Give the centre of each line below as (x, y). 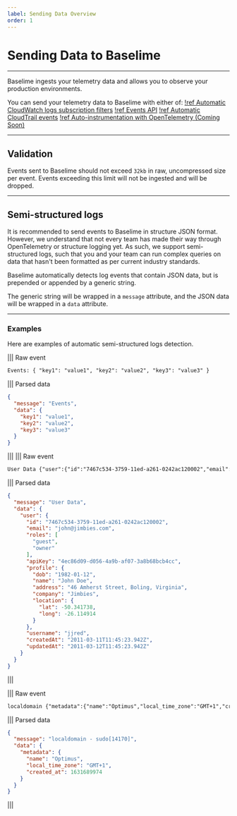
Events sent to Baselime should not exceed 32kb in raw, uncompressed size (117, 171)
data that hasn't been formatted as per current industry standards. (104, 262)
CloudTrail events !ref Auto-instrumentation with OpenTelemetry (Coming (114, 118)
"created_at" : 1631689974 (64, 772)
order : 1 (20, 20)
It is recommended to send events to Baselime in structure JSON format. (113, 232)
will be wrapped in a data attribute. (57, 304)
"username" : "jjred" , (58, 633)
